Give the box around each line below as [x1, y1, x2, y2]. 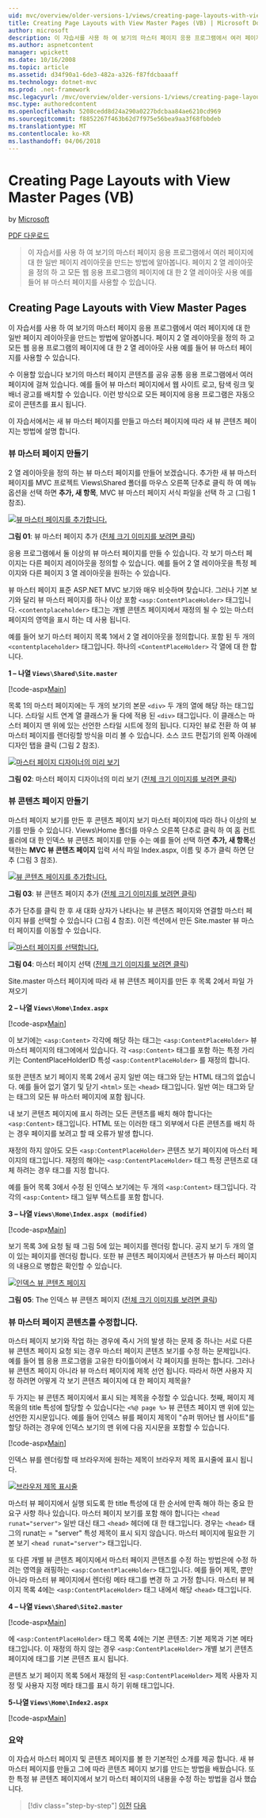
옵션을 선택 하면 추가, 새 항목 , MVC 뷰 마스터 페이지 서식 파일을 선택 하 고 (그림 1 [8, 488, 256, 497]
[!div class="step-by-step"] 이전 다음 [27, 1801, 146, 1811]
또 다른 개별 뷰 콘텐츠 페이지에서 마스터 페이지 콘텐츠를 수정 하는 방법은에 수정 [8, 1555, 249, 1565]
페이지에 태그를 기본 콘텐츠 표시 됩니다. [8, 1654, 129, 1664]
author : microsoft [8, 26, 69, 34]
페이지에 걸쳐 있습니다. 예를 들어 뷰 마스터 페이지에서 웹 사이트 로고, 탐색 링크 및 [8, 380, 255, 389]
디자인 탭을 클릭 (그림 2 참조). [8, 740, 101, 750]
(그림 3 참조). [16, 855, 58, 864]
